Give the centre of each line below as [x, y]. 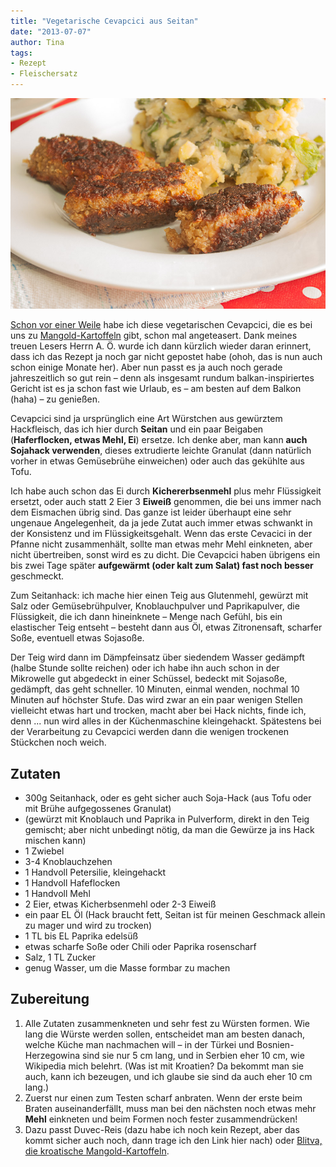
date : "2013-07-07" [51, 31]
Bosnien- [275, 1044]
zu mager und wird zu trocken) [88, 925]
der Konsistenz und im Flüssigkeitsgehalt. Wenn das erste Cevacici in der [161, 534]
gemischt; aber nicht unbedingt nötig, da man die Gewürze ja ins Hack [169, 829]
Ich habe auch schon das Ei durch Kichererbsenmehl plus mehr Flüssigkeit [166, 491]
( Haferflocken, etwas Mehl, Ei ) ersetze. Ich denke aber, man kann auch [159, 440]
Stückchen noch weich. [58, 742]
